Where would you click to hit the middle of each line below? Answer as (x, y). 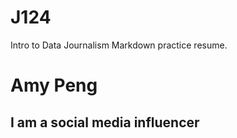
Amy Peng (54, 85)
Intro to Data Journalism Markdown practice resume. (119, 45)
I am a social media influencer (105, 122)
